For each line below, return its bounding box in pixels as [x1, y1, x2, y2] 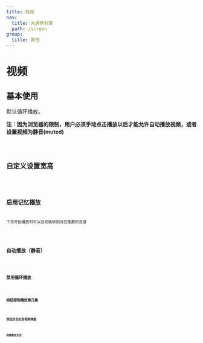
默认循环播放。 [6, 108, 43, 115]
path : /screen [11, 25, 47, 32]
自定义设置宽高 [6, 161, 54, 170]
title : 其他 [11, 37, 40, 43]
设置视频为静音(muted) [6, 128, 65, 135]
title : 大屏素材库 [11, 20, 53, 26]
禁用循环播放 [6, 275, 31, 281]
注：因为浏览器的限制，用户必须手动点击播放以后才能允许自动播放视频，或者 [6, 121, 197, 127]
